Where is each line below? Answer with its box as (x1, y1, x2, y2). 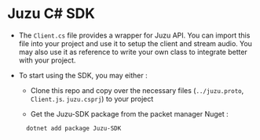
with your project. (18, 56, 76, 65)
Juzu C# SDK (7, 5, 96, 23)
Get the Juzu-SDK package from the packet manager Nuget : (30, 109, 229, 118)
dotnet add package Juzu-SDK (26, 124, 122, 132)
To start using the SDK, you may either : (18, 70, 148, 80)
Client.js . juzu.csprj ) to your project (30, 94, 154, 103)
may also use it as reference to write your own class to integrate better (18, 47, 248, 56)
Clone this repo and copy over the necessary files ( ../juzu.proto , (30, 85, 244, 95)
